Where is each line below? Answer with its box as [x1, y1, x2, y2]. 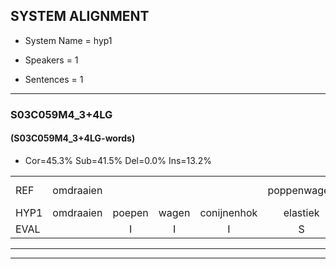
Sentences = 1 [24, 73, 84, 85]
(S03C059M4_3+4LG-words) [10, 132, 136, 144]
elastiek [283, 205, 320, 219]
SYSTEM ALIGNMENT [10, 8, 150, 25]
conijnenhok [199, 205, 258, 219]
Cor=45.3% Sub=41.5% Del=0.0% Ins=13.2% [24, 154, 212, 166]
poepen [112, 205, 149, 219]
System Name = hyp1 [24, 34, 113, 46]
